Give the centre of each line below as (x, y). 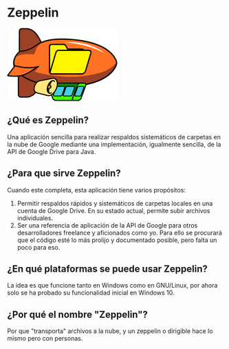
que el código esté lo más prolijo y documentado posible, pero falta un (117, 240)
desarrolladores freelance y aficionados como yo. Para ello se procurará (119, 232)
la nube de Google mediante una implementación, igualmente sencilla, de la (114, 144)
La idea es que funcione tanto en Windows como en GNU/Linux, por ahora (112, 286)
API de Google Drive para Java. (52, 151)
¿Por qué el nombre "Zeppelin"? (77, 314)
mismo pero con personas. (45, 339)
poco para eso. (39, 247)
